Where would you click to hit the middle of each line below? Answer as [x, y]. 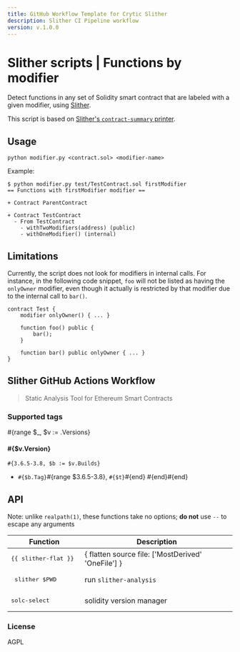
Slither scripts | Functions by [95, 62]
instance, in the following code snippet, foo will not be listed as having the [116, 281]
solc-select [30, 601]
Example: [21, 171]
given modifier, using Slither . [49, 105]
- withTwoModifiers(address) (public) [78, 228]
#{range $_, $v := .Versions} [49, 432]
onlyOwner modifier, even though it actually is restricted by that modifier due [119, 288]
